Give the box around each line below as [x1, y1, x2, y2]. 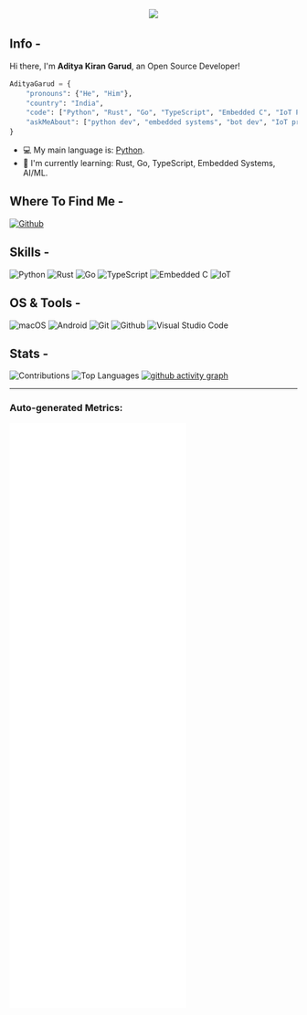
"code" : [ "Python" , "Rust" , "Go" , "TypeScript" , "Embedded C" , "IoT [26, 108, 292, 118]
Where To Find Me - [9, 194, 124, 209]
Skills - [9, 245, 50, 260]
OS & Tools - [9, 295, 81, 311]
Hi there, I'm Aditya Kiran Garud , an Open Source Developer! [9, 60, 240, 71]
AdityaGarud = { [9, 79, 71, 89]
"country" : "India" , [26, 99, 104, 108]
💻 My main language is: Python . [22, 144, 145, 155]
